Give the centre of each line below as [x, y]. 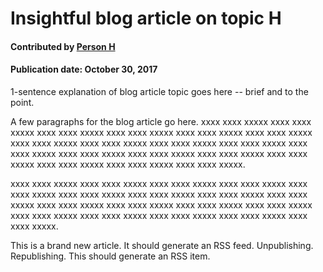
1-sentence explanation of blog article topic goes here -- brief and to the [159, 91]
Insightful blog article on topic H [146, 18]
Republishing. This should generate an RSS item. [110, 256]
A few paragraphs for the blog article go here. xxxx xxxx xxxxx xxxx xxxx [161, 121]
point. [22, 102]
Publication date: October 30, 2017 [84, 69]
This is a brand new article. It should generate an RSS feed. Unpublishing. [162, 245]
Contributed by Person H [63, 46]
